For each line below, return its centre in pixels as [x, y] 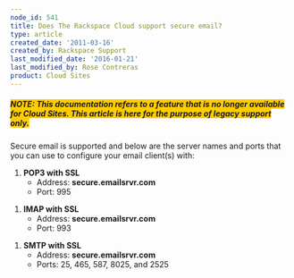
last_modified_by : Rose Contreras [75, 68]
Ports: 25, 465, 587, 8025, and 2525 [102, 264]
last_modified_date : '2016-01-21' [75, 59]
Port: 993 [54, 228]
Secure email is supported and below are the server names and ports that [146, 146]
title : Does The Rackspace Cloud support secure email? [116, 26]
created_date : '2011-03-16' [63, 42]
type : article [37, 34]
